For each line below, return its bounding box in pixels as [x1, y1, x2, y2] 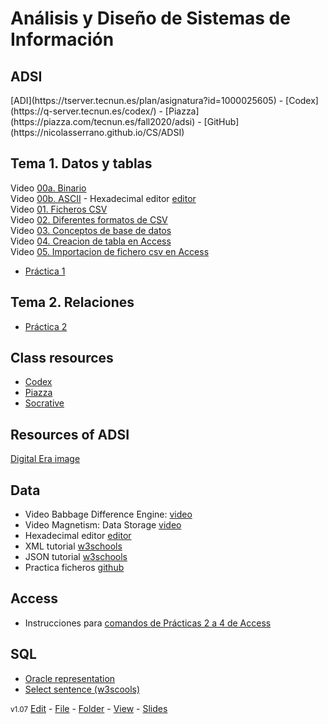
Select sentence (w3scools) [24, 683, 141, 695]
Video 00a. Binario [10, 182, 87, 194]
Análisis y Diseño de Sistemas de [10, 7, 291, 30]
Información [10, 28, 115, 51]
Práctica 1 [24, 265, 66, 277]
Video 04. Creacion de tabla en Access [10, 235, 172, 247]
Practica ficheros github [24, 562, 125, 574]
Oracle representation [24, 672, 116, 684]
